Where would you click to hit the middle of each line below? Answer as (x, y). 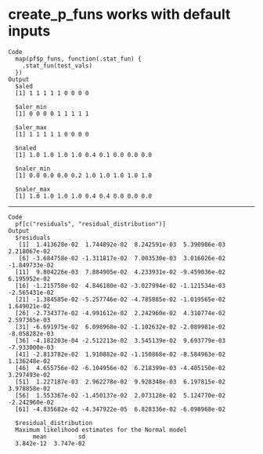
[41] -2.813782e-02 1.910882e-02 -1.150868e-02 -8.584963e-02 (120, 354)
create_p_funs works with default (119, 15)
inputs (29, 31)
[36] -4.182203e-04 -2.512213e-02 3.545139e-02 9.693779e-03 (120, 340)
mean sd (59, 437)
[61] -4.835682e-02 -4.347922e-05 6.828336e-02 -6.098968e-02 (120, 409)
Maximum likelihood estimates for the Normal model (101, 430)
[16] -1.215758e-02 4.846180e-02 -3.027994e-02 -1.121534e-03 (120, 285)
